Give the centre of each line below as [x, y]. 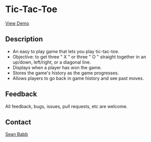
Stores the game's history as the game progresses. [66, 73]
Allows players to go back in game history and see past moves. [78, 78]
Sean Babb [17, 134]
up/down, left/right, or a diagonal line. [52, 62]
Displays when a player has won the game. [57, 67]
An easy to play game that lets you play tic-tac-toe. [66, 51]
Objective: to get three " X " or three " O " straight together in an [79, 57]
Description [24, 39]
